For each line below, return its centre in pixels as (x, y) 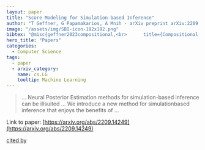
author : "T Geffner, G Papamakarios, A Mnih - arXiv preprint (87, 23)
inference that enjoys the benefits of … (70, 110)
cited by (17, 140)
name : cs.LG (32, 74)
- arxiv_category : (35, 69)
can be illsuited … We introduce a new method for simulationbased (105, 104)
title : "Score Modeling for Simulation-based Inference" (80, 18)
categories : (21, 46)
